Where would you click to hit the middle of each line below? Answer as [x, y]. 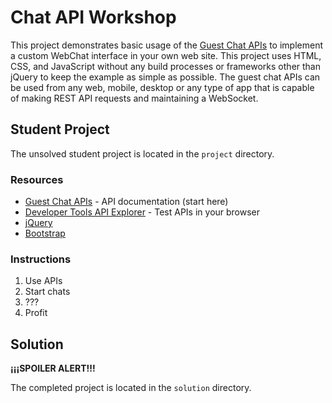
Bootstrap [45, 233]
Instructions [41, 259]
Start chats [47, 292]
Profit [36, 313]
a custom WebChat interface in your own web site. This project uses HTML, [166, 55]
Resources [37, 179]
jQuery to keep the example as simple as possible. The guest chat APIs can [165, 77]
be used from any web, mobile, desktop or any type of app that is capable [162, 87]
